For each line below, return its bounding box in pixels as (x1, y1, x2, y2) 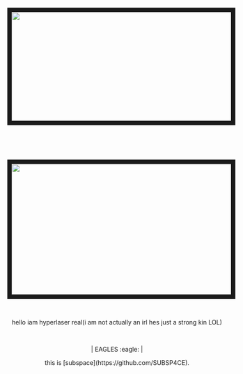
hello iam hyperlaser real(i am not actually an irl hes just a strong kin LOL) (11, 318, 223, 326)
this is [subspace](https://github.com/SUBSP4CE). (44, 359, 190, 366)
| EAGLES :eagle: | (91, 345, 143, 353)
